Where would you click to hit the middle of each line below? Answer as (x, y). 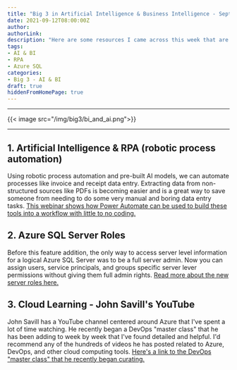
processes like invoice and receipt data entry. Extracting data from (104, 183)
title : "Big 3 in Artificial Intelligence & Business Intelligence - (112, 14)
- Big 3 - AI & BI (34, 79)
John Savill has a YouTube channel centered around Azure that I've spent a (116, 321)
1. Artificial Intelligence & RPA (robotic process (112, 148)
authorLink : (25, 33)
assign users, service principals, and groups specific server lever (102, 267)
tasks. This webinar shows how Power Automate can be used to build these (117, 206)
